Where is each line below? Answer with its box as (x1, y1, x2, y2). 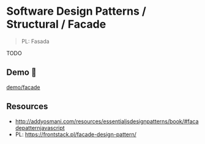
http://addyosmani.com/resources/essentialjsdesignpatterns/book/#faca (15, 118, 199, 125)
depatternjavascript (15, 124, 65, 131)
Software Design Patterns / (6, 4, 147, 18)
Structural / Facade (6, 17, 106, 31)
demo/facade (6, 83, 40, 91)
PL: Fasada (21, 37, 50, 45)
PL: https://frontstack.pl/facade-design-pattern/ (15, 131, 136, 138)
